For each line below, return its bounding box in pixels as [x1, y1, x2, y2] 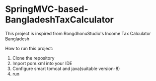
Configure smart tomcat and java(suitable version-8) [12, 66, 120, 72]
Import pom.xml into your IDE [12, 60, 73, 66]
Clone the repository [12, 55, 55, 61]
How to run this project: [5, 45, 54, 51]
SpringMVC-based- [5, 3, 88, 15]
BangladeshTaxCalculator [5, 14, 114, 25]
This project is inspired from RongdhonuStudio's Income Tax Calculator [5, 30, 152, 36]
